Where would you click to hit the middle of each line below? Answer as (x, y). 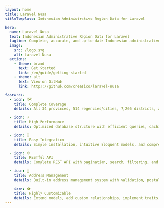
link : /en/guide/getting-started (52, 73)
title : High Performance (39, 122)
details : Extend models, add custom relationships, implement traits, (87, 198)
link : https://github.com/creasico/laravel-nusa (68, 86)
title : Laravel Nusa (26, 14)
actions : (18, 59)
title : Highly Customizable (42, 193)
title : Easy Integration (39, 140)
